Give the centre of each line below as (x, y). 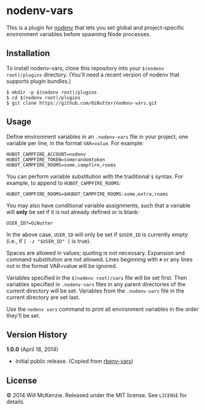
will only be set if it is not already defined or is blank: (73, 212)
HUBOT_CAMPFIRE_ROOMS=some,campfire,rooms (61, 165)
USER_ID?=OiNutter (30, 223)
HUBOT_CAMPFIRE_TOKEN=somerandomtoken (56, 160)
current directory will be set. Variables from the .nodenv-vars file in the (95, 291)
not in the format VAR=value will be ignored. (62, 266)
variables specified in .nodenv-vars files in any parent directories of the (96, 284)
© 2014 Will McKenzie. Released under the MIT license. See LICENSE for (97, 395)
